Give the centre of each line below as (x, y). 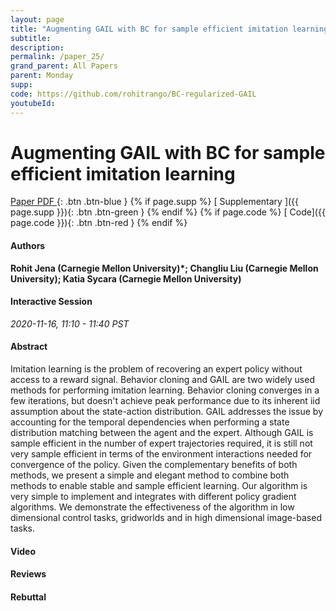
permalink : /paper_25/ (57, 57)
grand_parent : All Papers (64, 66)
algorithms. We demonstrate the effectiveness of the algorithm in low (152, 507)
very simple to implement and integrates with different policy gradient (153, 497)
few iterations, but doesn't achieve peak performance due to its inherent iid (165, 401)
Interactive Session (51, 302)
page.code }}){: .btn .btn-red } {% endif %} (99, 223)
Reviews (28, 574)
